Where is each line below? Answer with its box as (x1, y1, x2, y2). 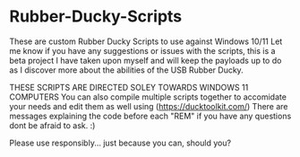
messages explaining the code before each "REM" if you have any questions (9, 110, 292, 121)
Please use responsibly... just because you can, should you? (9, 137, 231, 148)
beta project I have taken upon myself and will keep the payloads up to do (9, 55, 282, 65)
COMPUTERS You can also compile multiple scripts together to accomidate (9, 92, 287, 102)
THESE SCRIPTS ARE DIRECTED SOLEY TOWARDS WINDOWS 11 (9, 82, 249, 92)
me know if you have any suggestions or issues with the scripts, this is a (9, 45, 276, 56)
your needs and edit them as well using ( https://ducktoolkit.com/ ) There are (9, 100, 288, 111)
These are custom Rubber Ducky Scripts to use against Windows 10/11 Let (9, 36, 283, 47)
